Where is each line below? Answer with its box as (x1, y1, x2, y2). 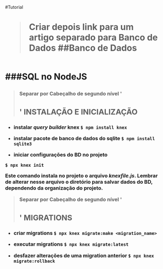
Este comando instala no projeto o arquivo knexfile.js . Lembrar (5, 172, 158, 179)
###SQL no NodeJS (5, 71, 87, 82)
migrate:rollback (13, 258, 55, 264)
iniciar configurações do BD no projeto (13, 151, 108, 158)
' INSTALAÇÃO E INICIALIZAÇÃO (19, 107, 138, 117)
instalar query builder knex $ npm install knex (13, 123, 127, 130)
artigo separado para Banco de (29, 32, 158, 43)
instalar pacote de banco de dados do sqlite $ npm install (13, 135, 155, 142)
